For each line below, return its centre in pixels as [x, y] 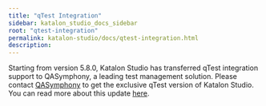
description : [30, 45]
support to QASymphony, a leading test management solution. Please [123, 77]
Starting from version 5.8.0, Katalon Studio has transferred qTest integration [133, 68]
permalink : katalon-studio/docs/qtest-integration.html [103, 38]
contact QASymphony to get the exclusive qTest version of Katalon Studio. [131, 85]
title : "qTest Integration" [55, 16]
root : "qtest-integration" [53, 30]
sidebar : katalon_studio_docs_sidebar [73, 23]
